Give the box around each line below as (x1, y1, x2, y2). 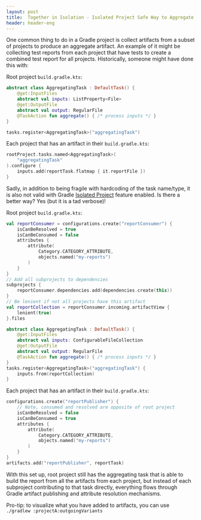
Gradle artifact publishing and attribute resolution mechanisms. (6, 489, 162, 497)
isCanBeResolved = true (17, 226, 77, 232)
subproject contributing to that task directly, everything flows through (6, 483, 178, 491)
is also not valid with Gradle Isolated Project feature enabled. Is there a (6, 191, 181, 198)
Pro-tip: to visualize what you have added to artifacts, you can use (6, 501, 169, 509)
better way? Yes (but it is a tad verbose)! (6, 197, 106, 204)
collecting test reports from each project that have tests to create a (6, 49, 172, 56)
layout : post (6, 8, 39, 15)
